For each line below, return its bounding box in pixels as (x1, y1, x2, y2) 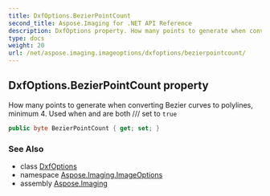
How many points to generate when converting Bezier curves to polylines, (8, 100, 253, 109)
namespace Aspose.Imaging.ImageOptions (19, 169, 163, 179)
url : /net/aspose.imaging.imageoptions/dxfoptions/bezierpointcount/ (8, 49, 247, 57)
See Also (8, 143, 44, 154)
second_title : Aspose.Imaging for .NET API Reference (8, 19, 193, 27)
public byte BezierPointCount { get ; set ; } (8, 124, 160, 133)
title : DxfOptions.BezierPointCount (8, 11, 131, 20)
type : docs (8, 34, 45, 43)
